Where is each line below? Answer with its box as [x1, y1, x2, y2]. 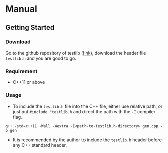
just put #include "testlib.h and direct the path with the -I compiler [12, 109, 156, 115]
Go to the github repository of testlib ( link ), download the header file [5, 49, 146, 56]
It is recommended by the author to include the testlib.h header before [12, 137, 162, 143]
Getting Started [5, 23, 55, 32]
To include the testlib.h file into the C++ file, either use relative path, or [12, 103, 163, 109]
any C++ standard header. [12, 142, 67, 148]
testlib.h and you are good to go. [5, 55, 76, 61]
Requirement [5, 68, 38, 75]
